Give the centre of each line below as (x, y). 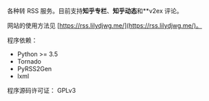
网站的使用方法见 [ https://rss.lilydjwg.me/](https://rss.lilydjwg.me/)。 (104, 26)
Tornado (29, 61)
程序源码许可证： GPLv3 (41, 90)
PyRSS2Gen (34, 69)
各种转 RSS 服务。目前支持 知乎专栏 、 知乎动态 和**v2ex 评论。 (95, 11)
